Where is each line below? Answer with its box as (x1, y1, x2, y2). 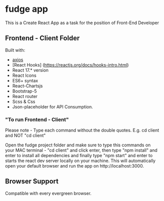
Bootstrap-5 (12, 88, 37, 94)
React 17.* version (12, 67, 49, 73)
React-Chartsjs (12, 83, 43, 89)
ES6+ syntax (12, 77, 38, 83)
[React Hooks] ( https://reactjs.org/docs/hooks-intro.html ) (12, 62, 129, 67)
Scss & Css (12, 99, 35, 104)
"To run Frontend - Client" (5, 116, 69, 123)
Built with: (5, 47, 26, 53)
